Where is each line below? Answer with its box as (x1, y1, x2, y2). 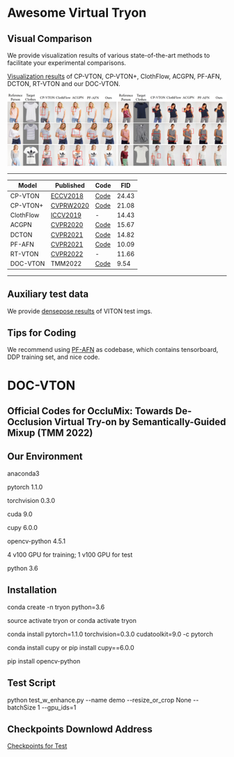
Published (54, 182, 85, 190)
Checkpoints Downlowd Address (7, 723, 153, 735)
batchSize (7, 703, 36, 712)
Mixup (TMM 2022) (7, 427, 93, 439)
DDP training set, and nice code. (7, 353, 100, 361)
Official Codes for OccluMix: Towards (7, 405, 174, 417)
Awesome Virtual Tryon (7, 5, 147, 21)
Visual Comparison (7, 33, 93, 45)
